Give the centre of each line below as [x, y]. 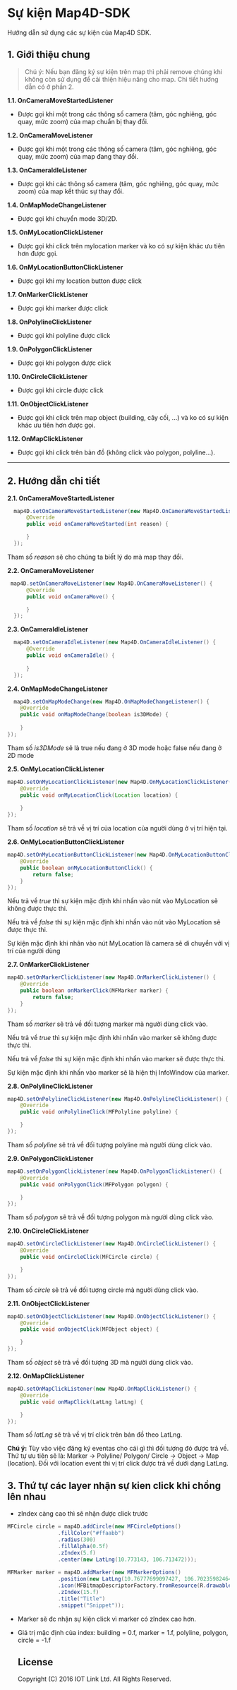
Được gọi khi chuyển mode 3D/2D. [67, 218]
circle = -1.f [34, 1640]
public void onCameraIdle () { [70, 656]
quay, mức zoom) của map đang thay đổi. [78, 156]
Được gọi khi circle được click [60, 390]
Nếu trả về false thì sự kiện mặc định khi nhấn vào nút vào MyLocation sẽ [114, 922]
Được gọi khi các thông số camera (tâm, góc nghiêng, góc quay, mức [118, 183]
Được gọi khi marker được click [63, 308]
